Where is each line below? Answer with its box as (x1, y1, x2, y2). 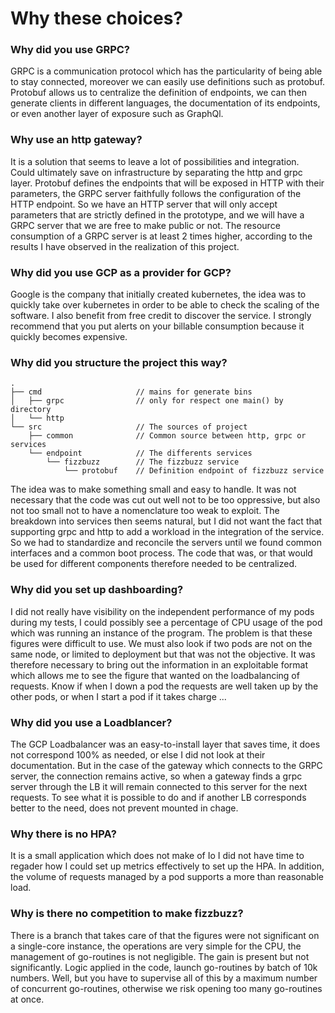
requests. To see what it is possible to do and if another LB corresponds (10, 791, 307, 803)
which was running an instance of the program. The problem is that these (10, 627, 313, 639)
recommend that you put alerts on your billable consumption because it (10, 320, 305, 332)
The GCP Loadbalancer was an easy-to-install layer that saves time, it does (10, 738, 321, 750)
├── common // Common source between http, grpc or (28, 431, 307, 441)
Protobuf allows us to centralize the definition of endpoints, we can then (10, 87, 307, 99)
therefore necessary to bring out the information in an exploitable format (10, 658, 308, 671)
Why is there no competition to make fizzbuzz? (10, 907, 244, 921)
